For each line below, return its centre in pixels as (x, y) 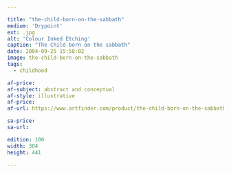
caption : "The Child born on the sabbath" (69, 45)
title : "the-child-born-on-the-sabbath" (66, 19)
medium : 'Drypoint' (35, 26)
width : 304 (23, 146)
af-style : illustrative (41, 96)
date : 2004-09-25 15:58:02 (46, 51)
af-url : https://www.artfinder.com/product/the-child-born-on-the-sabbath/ (118, 108)
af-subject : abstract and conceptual (61, 89)
